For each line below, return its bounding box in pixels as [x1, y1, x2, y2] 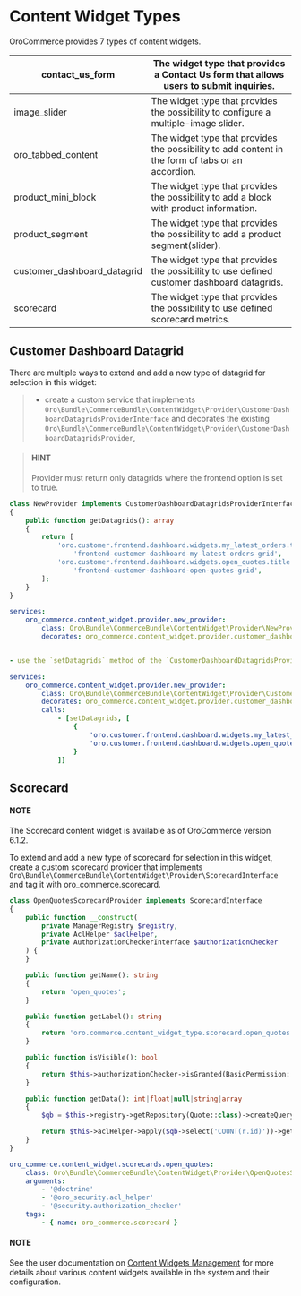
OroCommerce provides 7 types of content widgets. [9, 36, 202, 47]
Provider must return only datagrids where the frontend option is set [30, 472, 284, 483]
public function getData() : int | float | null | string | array [25, 1094, 243, 1103]
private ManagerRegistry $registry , [41, 921, 178, 931]
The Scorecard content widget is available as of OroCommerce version [9, 826, 271, 837]
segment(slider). [150, 239, 221, 252]
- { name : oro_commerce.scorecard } [41, 1218, 178, 1227]
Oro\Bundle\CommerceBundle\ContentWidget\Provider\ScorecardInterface [9, 871, 279, 880]
